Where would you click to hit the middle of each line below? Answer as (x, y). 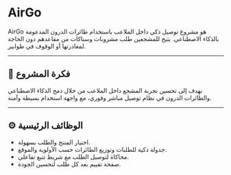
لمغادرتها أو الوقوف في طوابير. (47, 46)
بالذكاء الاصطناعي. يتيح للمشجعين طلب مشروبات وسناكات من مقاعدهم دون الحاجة (113, 38)
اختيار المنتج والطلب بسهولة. (54, 142)
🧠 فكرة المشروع (39, 74)
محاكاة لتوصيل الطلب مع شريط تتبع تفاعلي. (73, 157)
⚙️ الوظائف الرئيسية (45, 125)
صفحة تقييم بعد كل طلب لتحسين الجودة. (69, 164)
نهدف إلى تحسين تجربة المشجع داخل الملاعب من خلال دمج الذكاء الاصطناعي (105, 90)
